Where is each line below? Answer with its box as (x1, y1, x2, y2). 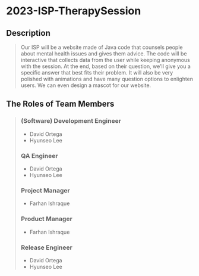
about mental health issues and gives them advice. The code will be (20, 50, 187, 57)
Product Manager (20, 215, 72, 223)
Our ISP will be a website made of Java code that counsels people (20, 44, 183, 51)
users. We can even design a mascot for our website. (20, 82, 151, 89)
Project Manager (20, 186, 70, 194)
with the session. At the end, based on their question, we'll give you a (20, 63, 191, 70)
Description (6, 28, 50, 38)
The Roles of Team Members (6, 99, 115, 109)
